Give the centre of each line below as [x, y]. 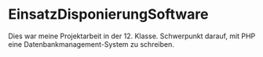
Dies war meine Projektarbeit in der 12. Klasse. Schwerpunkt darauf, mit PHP [132, 36]
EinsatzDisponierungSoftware [108, 14]
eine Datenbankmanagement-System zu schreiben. [91, 44]
